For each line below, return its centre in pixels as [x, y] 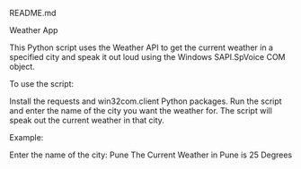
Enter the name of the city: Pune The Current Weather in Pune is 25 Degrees [151, 155]
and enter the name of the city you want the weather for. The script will [141, 110]
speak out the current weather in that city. [87, 120]
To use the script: [42, 84]
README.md [33, 13]
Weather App [34, 30]
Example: [27, 137]
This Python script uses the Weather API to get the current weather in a [142, 47]
